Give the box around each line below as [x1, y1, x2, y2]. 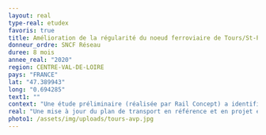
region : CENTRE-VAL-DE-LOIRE [8, 64, 104, 71]
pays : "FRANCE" [8, 71, 59, 79]
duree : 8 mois [8, 48, 55, 56]
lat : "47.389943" [8, 78, 66, 86]
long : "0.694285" [8, 85, 66, 94]
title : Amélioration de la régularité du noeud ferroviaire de [8, 33, 222, 42]
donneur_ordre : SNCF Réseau [8, 41, 101, 49]
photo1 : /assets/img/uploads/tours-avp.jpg [8, 115, 154, 123]
